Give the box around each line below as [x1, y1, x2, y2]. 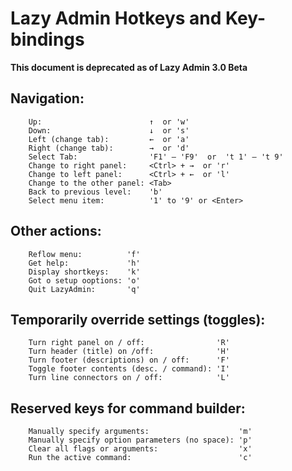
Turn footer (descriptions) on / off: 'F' [28, 355, 230, 366]
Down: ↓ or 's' [28, 125, 190, 136]
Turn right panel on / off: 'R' [28, 338, 230, 348]
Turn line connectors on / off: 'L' [28, 373, 230, 383]
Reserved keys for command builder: [10, 400, 246, 417]
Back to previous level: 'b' [28, 187, 163, 197]
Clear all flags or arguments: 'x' [28, 444, 253, 454]
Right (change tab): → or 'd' [28, 143, 190, 153]
